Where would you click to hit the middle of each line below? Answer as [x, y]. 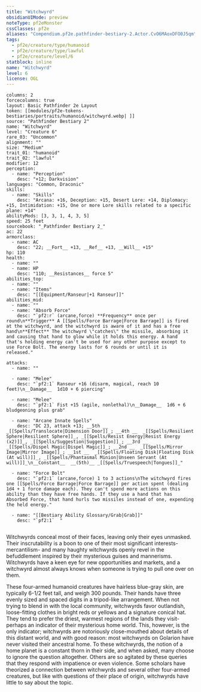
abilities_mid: [25, 300]
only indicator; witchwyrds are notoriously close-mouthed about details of [98, 631]
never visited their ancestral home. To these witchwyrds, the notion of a [95, 644]
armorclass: [21, 237]
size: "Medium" [25, 148]
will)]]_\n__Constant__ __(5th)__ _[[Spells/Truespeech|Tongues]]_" [95, 463]
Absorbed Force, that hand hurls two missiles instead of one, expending [100, 500]
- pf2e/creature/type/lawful [48, 51]
